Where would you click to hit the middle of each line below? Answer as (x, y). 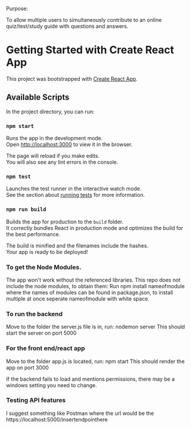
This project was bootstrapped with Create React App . (72, 78)
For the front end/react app (46, 348)
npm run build (26, 209)
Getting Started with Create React (90, 50)
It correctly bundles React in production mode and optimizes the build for (95, 228)
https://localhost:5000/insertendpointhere (57, 419)
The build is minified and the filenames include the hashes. (77, 245)
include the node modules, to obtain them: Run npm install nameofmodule (95, 286)
